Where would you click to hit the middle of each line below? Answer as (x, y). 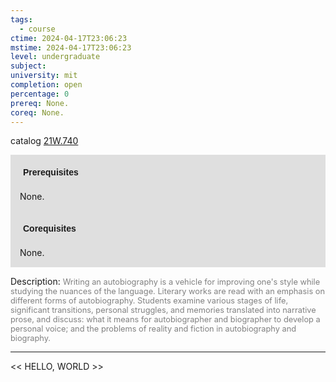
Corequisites (50, 229)
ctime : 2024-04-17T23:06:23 (69, 38)
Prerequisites (51, 172)
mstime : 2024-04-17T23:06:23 (71, 47)
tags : (21, 19)
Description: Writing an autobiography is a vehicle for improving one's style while (165, 282)
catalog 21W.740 (44, 141)
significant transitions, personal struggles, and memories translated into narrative (163, 310)
